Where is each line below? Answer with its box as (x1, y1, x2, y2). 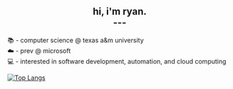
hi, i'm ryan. (92, 6, 147, 18)
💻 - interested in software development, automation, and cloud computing (7, 57, 227, 66)
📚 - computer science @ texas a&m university (7, 35, 144, 44)
